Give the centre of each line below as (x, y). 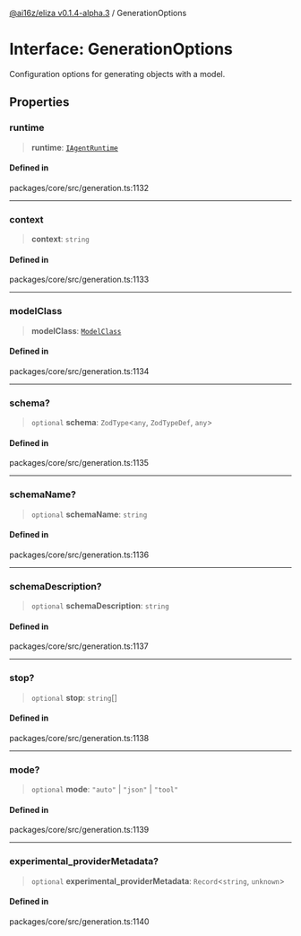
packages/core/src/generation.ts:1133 (79, 280)
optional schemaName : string (89, 514)
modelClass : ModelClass (76, 330)
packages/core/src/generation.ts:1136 (79, 555)
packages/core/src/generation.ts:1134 (79, 371)
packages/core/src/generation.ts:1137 (79, 646)
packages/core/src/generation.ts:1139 (79, 830)
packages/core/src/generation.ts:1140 (79, 921)
